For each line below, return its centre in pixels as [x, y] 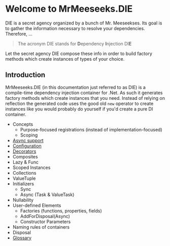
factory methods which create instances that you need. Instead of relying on [85, 98]
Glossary [22, 238]
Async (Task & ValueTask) [47, 195]
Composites [25, 156]
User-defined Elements [37, 205]
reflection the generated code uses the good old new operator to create [79, 103]
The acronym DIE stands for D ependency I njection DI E [75, 43]
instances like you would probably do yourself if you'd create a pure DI [79, 109]
